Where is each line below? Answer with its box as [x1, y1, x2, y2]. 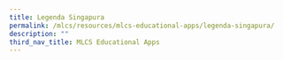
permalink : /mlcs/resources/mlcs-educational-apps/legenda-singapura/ [9, 21, 275, 30]
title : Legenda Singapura [9, 12, 104, 22]
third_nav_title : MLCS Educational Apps [9, 37, 161, 47]
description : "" [9, 29, 69, 38]
